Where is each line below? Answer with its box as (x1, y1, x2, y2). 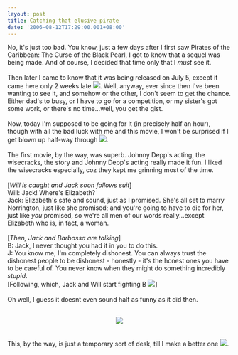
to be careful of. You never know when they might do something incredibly (7, 264, 226, 272)
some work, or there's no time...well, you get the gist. (7, 105, 163, 113)
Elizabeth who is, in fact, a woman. (7, 218, 109, 228)
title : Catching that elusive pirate (7, 17, 119, 24)
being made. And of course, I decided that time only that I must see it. (7, 58, 212, 67)
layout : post (7, 10, 46, 18)
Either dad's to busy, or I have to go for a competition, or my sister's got (7, 97, 218, 105)
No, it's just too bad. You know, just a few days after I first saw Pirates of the (7, 43, 231, 52)
